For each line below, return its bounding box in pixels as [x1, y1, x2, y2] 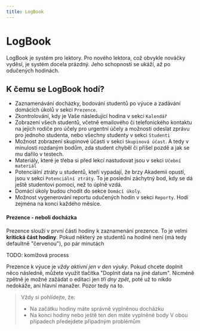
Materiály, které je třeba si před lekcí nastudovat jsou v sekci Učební [14, 157, 181, 164]
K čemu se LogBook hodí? [6, 84, 104, 94]
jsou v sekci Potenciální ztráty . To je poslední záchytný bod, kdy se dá [14, 175, 193, 182]
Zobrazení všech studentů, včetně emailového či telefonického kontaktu [14, 119, 192, 126]
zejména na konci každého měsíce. [14, 200, 101, 208]
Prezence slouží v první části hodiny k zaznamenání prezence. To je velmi [6, 227, 188, 234]
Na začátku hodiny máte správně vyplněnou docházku [29, 305, 164, 312]
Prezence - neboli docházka [6, 214, 78, 221]
